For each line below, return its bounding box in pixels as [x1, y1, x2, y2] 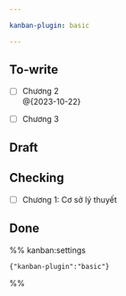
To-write [9, 62, 59, 77]
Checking [9, 170, 64, 186]
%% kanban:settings [9, 244, 87, 256]
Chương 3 [21, 113, 60, 124]
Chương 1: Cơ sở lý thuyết [21, 194, 118, 205]
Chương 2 [21, 86, 60, 97]
